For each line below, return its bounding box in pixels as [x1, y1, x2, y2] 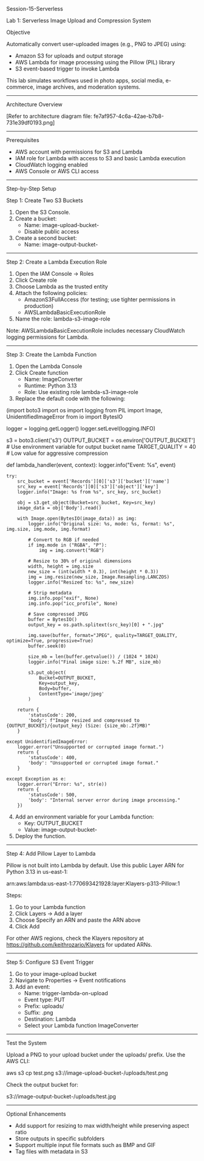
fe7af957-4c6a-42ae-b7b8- [93, 112, 164, 120]
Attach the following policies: [15, 290, 88, 296]
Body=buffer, [38, 686, 72, 692]
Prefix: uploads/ [24, 1003, 64, 1010]
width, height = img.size [28, 563, 94, 570]
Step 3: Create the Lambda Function [6, 351, 97, 358]
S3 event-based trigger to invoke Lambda [15, 65, 120, 72]
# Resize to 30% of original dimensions [28, 558, 132, 564]
